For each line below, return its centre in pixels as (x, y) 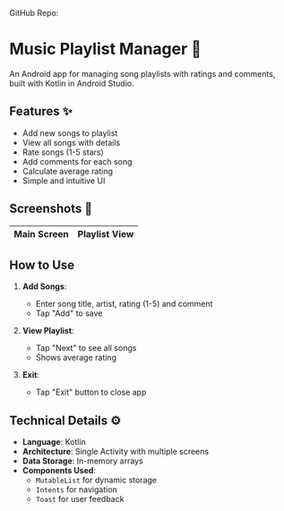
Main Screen (41, 234)
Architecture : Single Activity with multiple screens (115, 452)
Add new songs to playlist (70, 132)
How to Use (42, 264)
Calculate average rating (68, 171)
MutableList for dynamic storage (96, 480)
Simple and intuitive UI (64, 180)
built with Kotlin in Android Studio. (72, 83)
